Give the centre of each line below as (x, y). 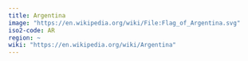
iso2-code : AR (32, 30)
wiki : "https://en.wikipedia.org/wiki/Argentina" (93, 45)
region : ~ (25, 38)
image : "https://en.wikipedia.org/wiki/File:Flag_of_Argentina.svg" (124, 23)
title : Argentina (37, 15)
